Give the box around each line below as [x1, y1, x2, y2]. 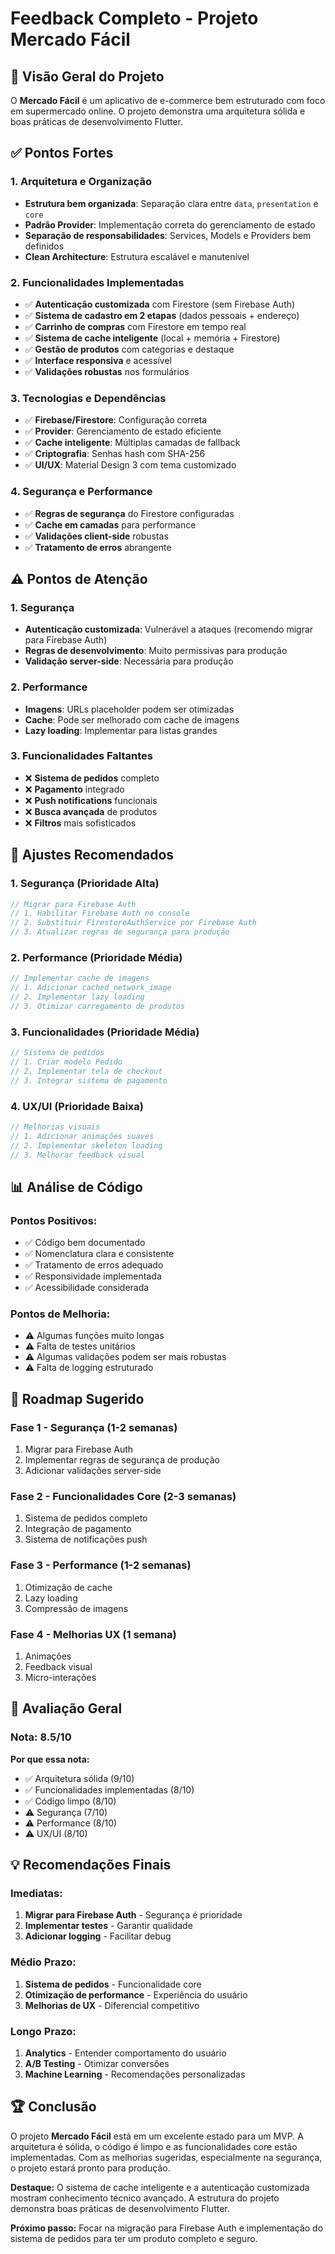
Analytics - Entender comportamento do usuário [24, 2047, 227, 2059]
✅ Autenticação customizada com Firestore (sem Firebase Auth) [24, 298, 296, 310]
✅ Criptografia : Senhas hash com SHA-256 [24, 448, 206, 460]
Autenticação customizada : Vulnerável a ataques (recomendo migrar [24, 623, 314, 636]
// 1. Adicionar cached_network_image [10, 983, 172, 993]
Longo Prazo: [10, 2024, 77, 2038]
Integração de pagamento [24, 1523, 132, 1535]
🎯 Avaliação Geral [10, 1700, 123, 1717]
